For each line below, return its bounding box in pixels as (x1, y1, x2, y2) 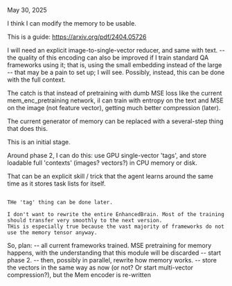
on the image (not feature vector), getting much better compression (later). (7, 104, 221, 111)
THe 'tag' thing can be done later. (7, 199, 113, 206)
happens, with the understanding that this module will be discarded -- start (7, 249, 222, 257)
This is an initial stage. (7, 138, 71, 146)
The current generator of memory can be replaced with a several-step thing (7, 117, 224, 125)
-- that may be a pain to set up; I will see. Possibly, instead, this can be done (7, 69, 225, 76)
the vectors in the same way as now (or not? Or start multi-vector (7, 263, 194, 271)
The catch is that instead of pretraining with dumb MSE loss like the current (7, 89, 222, 97)
